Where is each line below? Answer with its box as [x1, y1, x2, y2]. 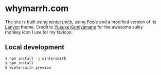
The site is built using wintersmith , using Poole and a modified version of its [5, 19, 157, 25]
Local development [5, 43, 65, 51]
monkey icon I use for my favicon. [5, 29, 73, 35]
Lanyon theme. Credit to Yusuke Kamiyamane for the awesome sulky [5, 24, 143, 30]
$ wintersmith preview [5, 65, 51, 70]
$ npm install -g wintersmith [5, 56, 67, 61]
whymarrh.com [5, 3, 69, 14]
